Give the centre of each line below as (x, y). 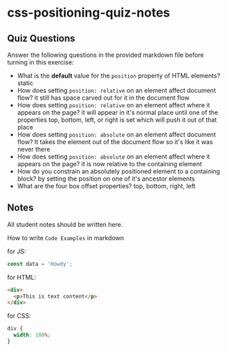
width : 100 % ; (32, 335)
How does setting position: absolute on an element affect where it (113, 156)
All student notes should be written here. (65, 224)
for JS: (17, 251)
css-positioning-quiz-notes (89, 13)
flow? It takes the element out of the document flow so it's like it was (115, 142)
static (25, 83)
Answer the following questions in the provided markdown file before (106, 55)
